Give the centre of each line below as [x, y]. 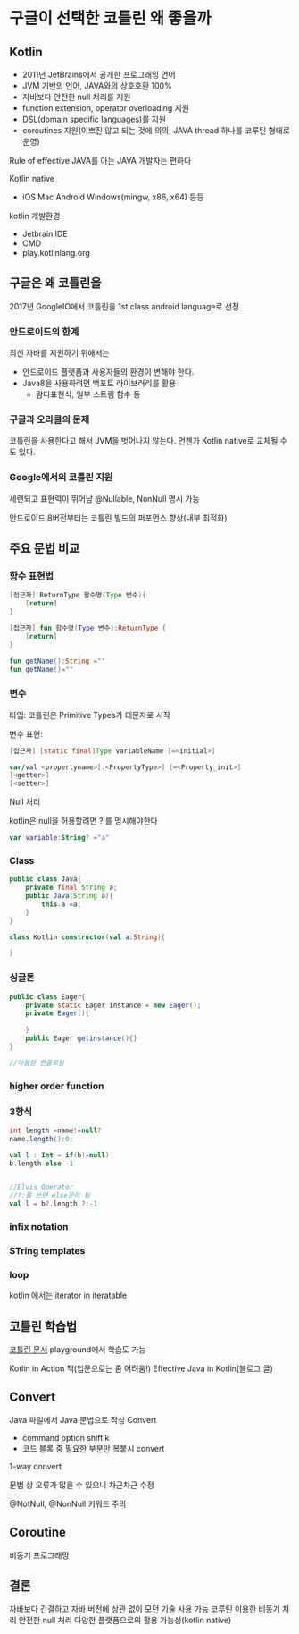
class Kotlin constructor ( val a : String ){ [87, 937]
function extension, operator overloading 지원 [106, 108]
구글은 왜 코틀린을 [55, 283]
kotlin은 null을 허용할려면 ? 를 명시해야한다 [83, 821]
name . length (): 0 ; [42, 1139]
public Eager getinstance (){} [82, 1038]
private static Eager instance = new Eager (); [113, 1005]
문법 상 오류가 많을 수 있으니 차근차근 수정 [82, 1485]
